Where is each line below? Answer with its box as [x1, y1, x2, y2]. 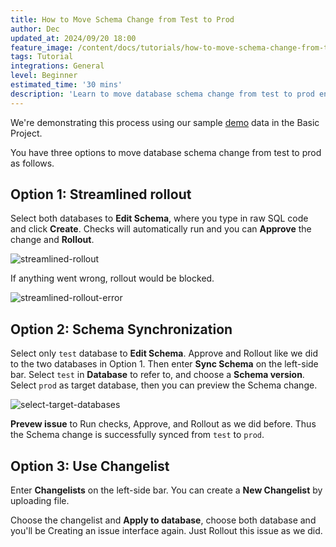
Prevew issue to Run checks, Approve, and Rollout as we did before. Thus [10, 418, 317, 430]
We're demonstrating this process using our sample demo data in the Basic [10, 116, 320, 128]
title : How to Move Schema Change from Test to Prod [10, 14, 235, 25]
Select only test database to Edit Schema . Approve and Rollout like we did [10, 347, 318, 360]
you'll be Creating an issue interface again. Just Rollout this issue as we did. [10, 525, 323, 537]
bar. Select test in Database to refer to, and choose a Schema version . [10, 369, 305, 381]
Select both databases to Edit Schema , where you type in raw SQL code [10, 212, 309, 225]
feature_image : [10, 42, 74, 53]
